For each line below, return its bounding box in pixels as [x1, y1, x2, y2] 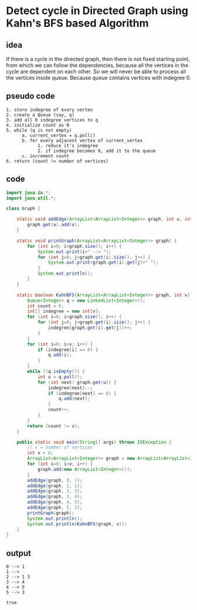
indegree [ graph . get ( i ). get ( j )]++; [47, 325, 133, 331]
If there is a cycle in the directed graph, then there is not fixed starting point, [6, 56, 190, 62]
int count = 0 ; [27, 303, 64, 309]
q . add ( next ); [58, 396, 91, 402]
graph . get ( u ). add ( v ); [27, 222, 80, 228]
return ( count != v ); [27, 423, 80, 429]
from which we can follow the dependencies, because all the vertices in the [6, 62, 189, 69]
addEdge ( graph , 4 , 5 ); [27, 499, 83, 505]
